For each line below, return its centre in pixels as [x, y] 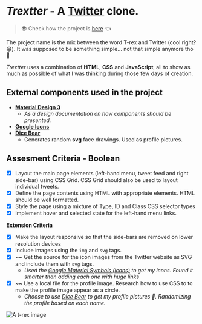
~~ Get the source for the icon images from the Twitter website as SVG [103, 257]
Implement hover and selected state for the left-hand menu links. [96, 213]
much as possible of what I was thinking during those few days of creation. [100, 73]
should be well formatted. [47, 200]
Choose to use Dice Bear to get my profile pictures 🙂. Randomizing [107, 297]
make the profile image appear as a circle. [67, 290]
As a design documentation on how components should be [98, 113]
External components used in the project [85, 93]
